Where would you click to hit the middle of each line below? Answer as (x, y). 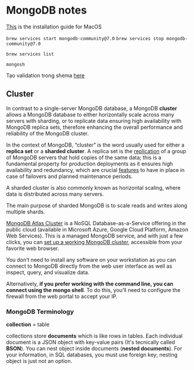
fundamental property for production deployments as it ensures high (90, 164)
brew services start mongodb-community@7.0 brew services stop (85, 38)
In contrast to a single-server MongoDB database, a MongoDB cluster (92, 108)
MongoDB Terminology (40, 311)
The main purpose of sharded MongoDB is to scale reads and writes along (97, 205)
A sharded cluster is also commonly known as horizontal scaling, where (93, 187)
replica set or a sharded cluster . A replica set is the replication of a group (96, 151)
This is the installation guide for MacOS (54, 27)
